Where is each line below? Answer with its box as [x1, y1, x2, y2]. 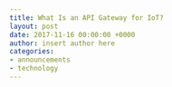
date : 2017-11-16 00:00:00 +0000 [9, 30, 136, 39]
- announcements [9, 55, 71, 64]
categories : [9, 47, 54, 56]
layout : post [9, 22, 59, 31]
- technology [9, 64, 59, 73]
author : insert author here [9, 38, 116, 48]
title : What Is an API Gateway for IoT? [9, 13, 165, 23]
